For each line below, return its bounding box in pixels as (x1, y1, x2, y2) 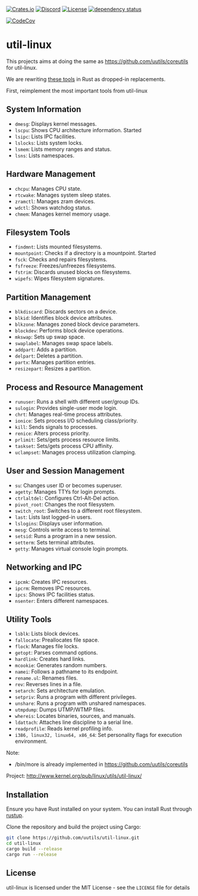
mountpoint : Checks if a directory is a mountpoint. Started (14, 250, 156, 257)
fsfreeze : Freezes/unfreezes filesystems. (14, 262, 117, 269)
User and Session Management (6, 466, 125, 476)
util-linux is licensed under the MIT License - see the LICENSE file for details (6, 883, 190, 891)
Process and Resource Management (6, 382, 144, 393)
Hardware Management (6, 169, 96, 179)
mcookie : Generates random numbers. (14, 662, 107, 669)
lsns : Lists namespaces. (14, 152, 74, 159)
